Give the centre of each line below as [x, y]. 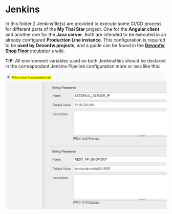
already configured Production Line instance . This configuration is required [85, 40]
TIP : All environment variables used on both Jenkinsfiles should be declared [85, 60]
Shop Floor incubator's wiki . [35, 51]
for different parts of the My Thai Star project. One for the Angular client [82, 29]
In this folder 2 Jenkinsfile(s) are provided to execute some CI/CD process [83, 24]
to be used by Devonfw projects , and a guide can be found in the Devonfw [85, 45]
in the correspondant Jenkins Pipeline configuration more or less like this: [83, 66]
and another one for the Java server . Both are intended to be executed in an [86, 34]
